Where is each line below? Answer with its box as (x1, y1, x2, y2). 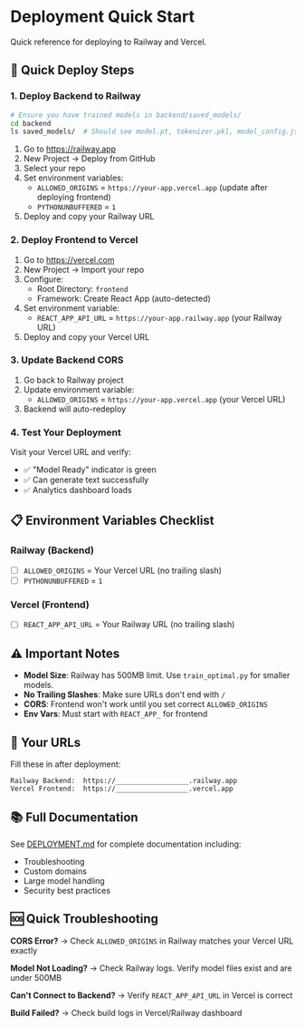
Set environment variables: (23, 172, 124, 183)
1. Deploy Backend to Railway (10, 90, 141, 102)
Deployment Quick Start (10, 6, 195, 27)
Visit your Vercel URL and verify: (10, 447, 132, 458)
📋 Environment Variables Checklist (10, 512, 215, 528)
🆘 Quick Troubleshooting (10, 911, 159, 926)
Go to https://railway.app (23, 143, 117, 155)
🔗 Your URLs (10, 734, 81, 750)
